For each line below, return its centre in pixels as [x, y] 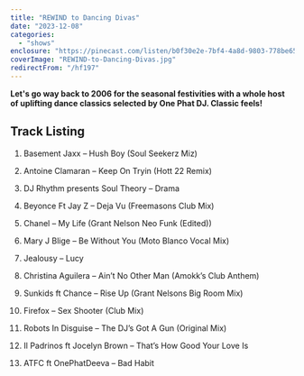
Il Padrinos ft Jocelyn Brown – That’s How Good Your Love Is [136, 345]
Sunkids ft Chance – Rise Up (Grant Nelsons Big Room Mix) [133, 293]
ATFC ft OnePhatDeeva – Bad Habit [88, 362]
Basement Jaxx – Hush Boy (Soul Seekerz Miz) [110, 153]
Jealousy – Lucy [53, 258]
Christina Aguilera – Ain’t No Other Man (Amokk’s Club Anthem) [141, 275]
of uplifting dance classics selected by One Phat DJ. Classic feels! [136, 103]
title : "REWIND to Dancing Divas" [75, 18]
